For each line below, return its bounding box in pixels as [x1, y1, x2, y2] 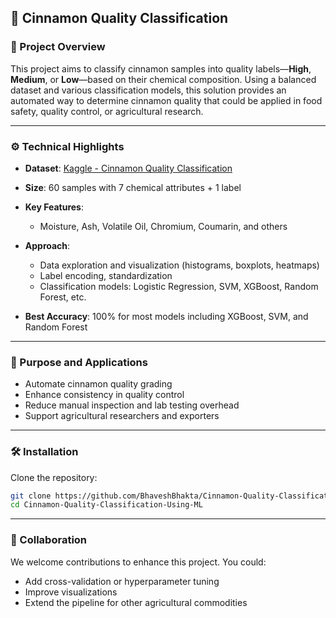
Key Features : [24, 201, 84, 213]
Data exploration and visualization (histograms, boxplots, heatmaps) [39, 259, 320, 271]
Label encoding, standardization [39, 269, 173, 281]
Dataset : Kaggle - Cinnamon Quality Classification [24, 162, 233, 174]
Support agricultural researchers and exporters [24, 410, 220, 422]
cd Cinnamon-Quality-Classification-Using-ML [10, 500, 203, 510]
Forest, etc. [39, 291, 87, 303]
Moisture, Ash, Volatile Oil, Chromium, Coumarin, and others [39, 220, 288, 232]
